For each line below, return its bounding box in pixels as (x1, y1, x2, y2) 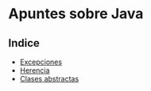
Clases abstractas (19, 74, 79, 83)
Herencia (19, 66, 50, 75)
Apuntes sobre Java (8, 5, 144, 23)
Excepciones (19, 57, 62, 66)
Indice (8, 36, 40, 50)
